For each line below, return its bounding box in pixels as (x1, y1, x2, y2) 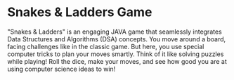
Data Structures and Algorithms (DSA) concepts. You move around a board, (7, 34, 226, 43)
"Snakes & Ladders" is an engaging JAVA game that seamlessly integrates (7, 27, 223, 36)
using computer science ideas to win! (7, 65, 116, 73)
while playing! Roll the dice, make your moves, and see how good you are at (7, 57, 227, 65)
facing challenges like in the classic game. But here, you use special (7, 42, 204, 51)
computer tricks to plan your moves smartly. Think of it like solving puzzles (7, 50, 224, 58)
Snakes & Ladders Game (7, 4, 152, 20)
